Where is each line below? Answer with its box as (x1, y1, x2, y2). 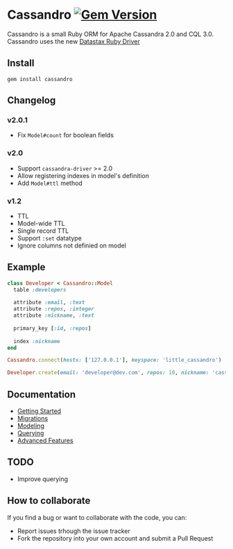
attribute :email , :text (13, 299, 85, 306)
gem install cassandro (7, 76, 73, 82)
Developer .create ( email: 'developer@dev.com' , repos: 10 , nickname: (7, 369, 209, 376)
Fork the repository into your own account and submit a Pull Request (17, 534, 214, 542)
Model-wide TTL (17, 219, 65, 228)
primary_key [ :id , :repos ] (13, 324, 92, 332)
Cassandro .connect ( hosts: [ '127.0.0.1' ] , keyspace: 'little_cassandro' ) (7, 357, 222, 364)
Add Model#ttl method (17, 179, 83, 187)
